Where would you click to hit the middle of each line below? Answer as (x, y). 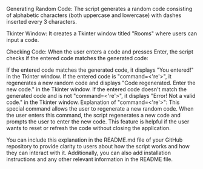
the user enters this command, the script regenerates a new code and (93, 115)
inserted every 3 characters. (42, 22)
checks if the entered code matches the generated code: (77, 58)
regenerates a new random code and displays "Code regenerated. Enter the (101, 83)
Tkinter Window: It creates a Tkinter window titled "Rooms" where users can (102, 33)
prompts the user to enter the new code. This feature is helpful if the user (98, 122)
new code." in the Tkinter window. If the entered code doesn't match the (96, 89)
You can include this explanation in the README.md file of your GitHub (95, 140)
